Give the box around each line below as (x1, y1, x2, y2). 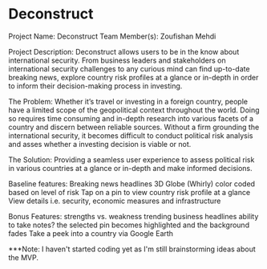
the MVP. (8, 252, 38, 262)
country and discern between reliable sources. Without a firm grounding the (8, 122, 260, 132)
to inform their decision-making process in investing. (8, 81, 183, 91)
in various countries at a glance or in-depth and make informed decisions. (8, 163, 253, 173)
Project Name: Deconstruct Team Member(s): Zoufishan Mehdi (8, 31, 216, 41)
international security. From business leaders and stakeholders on (8, 55, 226, 65)
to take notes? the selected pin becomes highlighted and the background (8, 220, 250, 230)
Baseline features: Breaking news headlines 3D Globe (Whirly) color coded (8, 178, 255, 189)
